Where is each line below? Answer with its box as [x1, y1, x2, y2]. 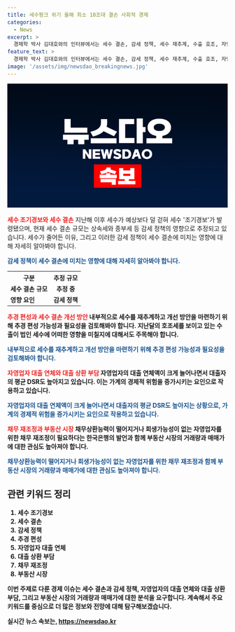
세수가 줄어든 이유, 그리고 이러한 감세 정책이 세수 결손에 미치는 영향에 [27, 233, 216, 242]
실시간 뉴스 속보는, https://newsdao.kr [7, 617, 117, 625]
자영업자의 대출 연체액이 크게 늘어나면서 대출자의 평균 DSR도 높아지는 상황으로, [7, 401, 221, 409]
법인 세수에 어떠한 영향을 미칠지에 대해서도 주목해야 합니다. [20, 330, 179, 338]
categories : [7, 18, 42, 26]
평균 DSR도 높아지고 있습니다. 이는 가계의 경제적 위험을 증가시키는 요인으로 [14, 377, 217, 385]
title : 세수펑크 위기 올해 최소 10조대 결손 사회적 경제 [7, 11, 149, 18]
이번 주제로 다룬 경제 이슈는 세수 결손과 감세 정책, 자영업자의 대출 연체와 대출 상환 [7, 584, 226, 593]
